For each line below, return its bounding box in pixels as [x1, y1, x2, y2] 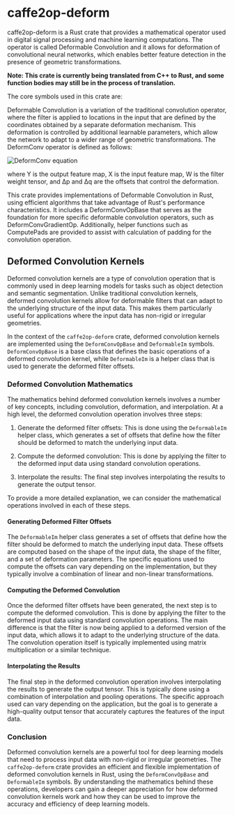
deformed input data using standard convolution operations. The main [7, 616, 208, 624]
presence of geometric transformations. [7, 57, 122, 66]
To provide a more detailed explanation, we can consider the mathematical [7, 494, 221, 502]
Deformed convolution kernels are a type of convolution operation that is [7, 274, 216, 282]
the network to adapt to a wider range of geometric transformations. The [7, 135, 216, 144]
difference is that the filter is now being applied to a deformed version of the [7, 624, 226, 632]
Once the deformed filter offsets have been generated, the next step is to [7, 601, 217, 610]
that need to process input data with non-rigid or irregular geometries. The [7, 755, 221, 763]
